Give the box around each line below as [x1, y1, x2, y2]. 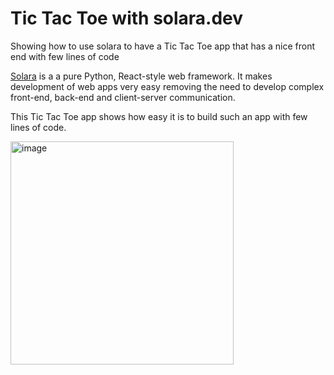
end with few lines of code [10, 50, 120, 62]
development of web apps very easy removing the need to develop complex [10, 80, 325, 92]
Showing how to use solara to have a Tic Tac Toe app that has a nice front [10, 40, 315, 52]
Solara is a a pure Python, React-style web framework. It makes [10, 70, 273, 82]
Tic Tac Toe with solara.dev [10, 7, 244, 30]
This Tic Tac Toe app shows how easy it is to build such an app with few [10, 110, 308, 122]
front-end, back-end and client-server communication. [10, 91, 236, 103]
